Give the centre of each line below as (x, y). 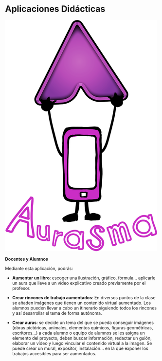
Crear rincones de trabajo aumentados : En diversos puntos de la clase (84, 297)
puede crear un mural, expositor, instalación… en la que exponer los (80, 348)
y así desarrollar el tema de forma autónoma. (57, 313)
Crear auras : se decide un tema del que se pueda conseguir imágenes (83, 323)
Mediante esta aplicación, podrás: (39, 268)
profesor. (21, 288)
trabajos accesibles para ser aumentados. (54, 353)
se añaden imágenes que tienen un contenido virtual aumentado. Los (81, 303)
